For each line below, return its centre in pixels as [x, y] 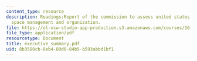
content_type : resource [35, 11]
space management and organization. [56, 22]
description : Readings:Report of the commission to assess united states [98, 17]
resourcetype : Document [35, 38]
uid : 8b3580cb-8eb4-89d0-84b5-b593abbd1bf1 [60, 49]
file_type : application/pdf [40, 33]
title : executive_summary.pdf [43, 44]
